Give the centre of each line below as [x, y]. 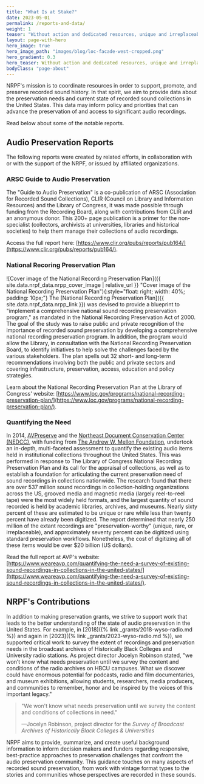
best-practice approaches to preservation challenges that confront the [95, 755]
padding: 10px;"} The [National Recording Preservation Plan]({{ [85, 298]
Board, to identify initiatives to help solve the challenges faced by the [93, 349]
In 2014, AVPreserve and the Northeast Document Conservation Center [95, 436]
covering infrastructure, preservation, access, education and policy [90, 369]
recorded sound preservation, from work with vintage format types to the [98, 768]
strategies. [20, 375]
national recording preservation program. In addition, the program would [97, 336]
